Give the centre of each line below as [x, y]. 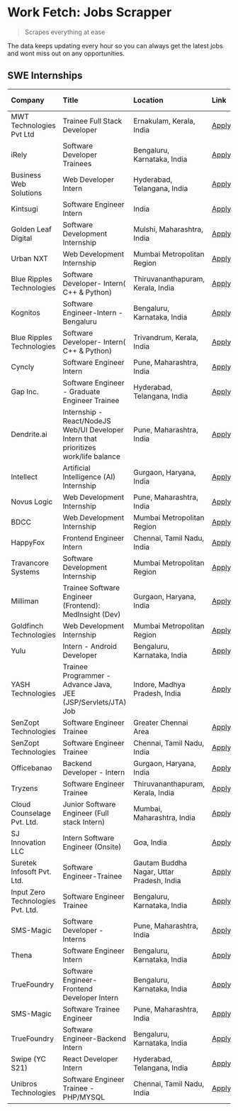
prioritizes [79, 447]
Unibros [24, 1083]
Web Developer [89, 180]
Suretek [24, 863]
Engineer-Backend [94, 1039]
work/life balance [91, 456]
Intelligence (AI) [89, 476]
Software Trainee [91, 1009]
